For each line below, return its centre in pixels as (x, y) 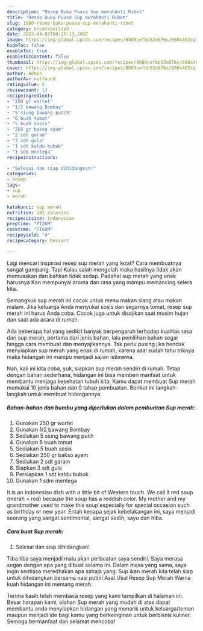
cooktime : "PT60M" (30, 229)
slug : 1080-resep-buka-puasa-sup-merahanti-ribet (70, 23)
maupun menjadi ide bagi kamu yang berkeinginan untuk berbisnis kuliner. (99, 615)
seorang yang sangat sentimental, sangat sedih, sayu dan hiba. (85, 518)
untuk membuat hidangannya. (64, 394)
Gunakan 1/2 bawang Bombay (53, 429)
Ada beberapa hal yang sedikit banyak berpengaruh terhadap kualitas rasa (99, 331)
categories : (22, 174)
